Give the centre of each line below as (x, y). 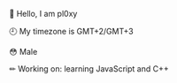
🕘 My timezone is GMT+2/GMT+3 (72, 31)
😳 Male (23, 52)
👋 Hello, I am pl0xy (43, 14)
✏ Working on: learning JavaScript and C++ (89, 69)
